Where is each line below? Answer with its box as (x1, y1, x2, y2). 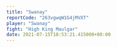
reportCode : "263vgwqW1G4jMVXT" (6, 15, 89, 21)
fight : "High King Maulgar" (6, 26, 78, 32)
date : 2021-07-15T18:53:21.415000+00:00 (6, 32, 111, 38)
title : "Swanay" (6, 9, 48, 15)
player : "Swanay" (6, 20, 51, 26)
